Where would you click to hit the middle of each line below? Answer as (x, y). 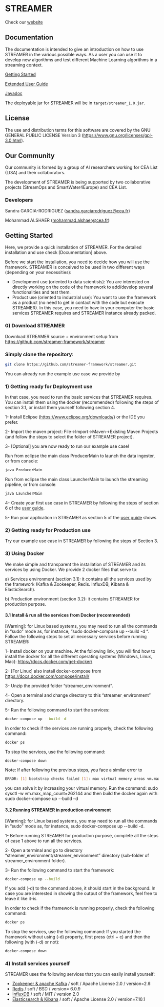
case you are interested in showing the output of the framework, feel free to (81, 893)
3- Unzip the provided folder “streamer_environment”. (59, 686)
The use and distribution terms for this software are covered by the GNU (78, 130)
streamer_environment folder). (36, 860)
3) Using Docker (25, 553)
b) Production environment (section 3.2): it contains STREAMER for (72, 599)
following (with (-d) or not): (32, 942)
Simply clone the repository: (40, 354)
